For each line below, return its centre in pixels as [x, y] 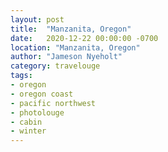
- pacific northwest [53, 103]
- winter [28, 131]
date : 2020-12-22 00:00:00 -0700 [84, 38]
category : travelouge [55, 66]
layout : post [37, 19]
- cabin [26, 122]
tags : [21, 76]
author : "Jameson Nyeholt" [66, 57]
